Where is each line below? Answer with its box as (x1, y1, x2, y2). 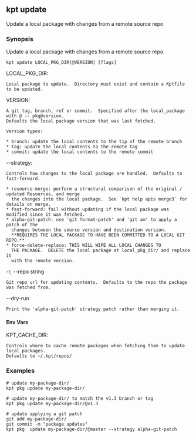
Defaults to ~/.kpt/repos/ (6, 353, 72, 359)
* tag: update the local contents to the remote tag (6, 144, 138, 150)
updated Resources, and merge (6, 191, 80, 197)
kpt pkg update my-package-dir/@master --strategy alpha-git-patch (6, 426, 177, 432)
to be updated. (6, 86, 43, 93)
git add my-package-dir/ (6, 416, 67, 422)
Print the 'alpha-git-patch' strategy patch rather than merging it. (6, 306, 180, 313)
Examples (6, 366, 35, 375)
